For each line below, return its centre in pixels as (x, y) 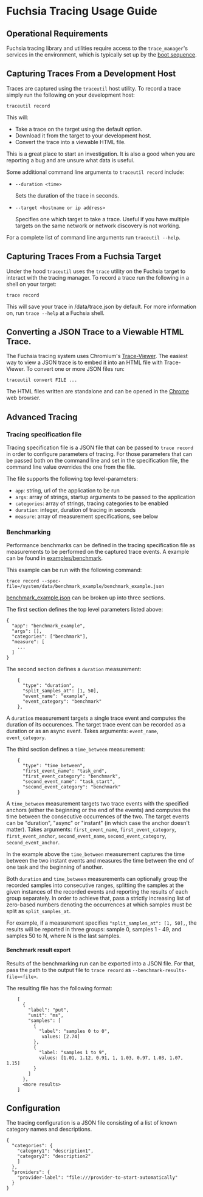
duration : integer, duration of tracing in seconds (75, 510)
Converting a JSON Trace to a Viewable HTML (95, 332)
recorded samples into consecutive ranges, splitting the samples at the (95, 885)
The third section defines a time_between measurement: (76, 750)
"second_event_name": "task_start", (69, 782)
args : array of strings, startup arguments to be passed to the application (105, 497)
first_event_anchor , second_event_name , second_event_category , (86, 836)
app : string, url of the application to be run (67, 491)
